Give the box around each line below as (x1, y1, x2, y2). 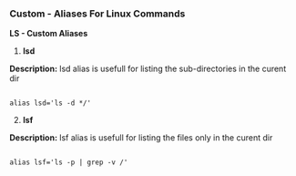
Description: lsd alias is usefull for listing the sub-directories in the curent (9, 63, 287, 75)
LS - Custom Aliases (9, 28, 88, 39)
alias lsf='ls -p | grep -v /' (9, 158, 128, 167)
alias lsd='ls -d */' (9, 98, 92, 108)
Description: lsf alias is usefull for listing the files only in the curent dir (9, 132, 273, 143)
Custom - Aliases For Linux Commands (9, 7, 186, 20)
